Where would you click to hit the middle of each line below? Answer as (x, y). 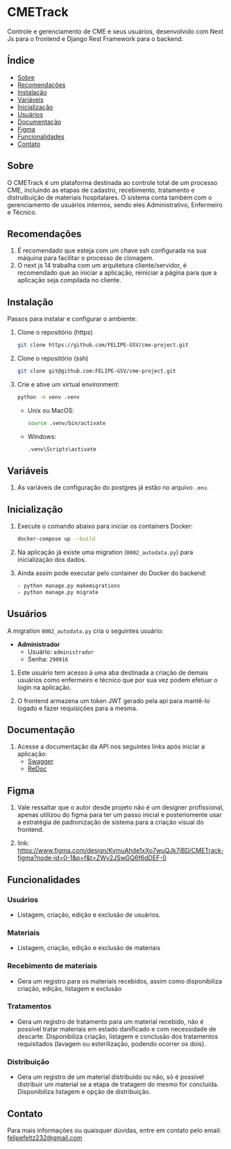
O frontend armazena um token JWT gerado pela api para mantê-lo (113, 700)
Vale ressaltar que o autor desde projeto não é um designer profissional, (120, 807)
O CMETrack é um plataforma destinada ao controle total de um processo (112, 182)
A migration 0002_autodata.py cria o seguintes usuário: (86, 631)
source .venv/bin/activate (67, 423)
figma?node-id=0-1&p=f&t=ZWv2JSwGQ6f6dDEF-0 (92, 858)
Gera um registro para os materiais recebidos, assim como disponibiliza (120, 981)
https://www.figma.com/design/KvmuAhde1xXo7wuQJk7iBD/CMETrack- (120, 851)
